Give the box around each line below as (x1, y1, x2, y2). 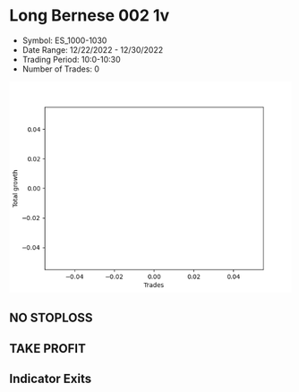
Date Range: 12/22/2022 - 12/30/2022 (21, 44, 164, 55)
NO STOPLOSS (9, 311, 93, 326)
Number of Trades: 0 (21, 64, 100, 74)
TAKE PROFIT (9, 341, 87, 356)
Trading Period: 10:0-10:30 (21, 54, 121, 64)
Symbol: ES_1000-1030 (21, 35, 107, 46)
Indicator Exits (9, 371, 92, 387)
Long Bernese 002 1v (9, 5, 170, 26)
